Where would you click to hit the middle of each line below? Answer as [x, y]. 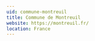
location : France [28, 29]
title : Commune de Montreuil [44, 17]
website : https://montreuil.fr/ [47, 23]
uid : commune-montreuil [37, 12]
